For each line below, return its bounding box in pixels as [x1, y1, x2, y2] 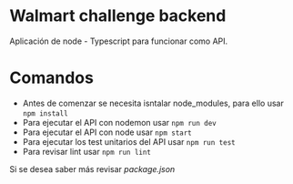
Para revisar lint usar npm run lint [22, 146, 152, 157]
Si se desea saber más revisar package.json [9, 163, 176, 174]
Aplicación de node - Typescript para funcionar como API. [9, 36, 228, 46]
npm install [22, 108, 68, 118]
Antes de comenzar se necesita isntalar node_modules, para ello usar [22, 97, 284, 108]
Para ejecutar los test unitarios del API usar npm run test [22, 136, 236, 147]
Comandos [9, 67, 94, 88]
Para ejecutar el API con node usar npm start [22, 127, 193, 138]
